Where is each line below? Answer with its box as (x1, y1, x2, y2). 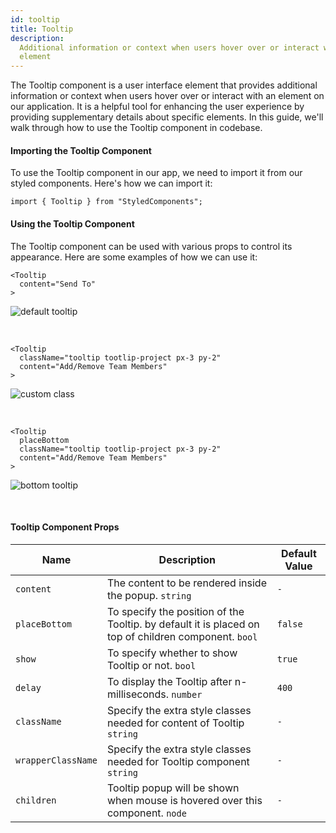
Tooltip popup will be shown (106, 781, 240, 795)
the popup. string (106, 588, 192, 602)
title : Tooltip (10, 24, 74, 34)
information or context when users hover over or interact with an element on (10, 90, 325, 102)
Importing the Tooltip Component (10, 144, 152, 156)
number (171, 689, 203, 700)
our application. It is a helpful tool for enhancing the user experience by (10, 101, 305, 113)
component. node (106, 806, 187, 820)
